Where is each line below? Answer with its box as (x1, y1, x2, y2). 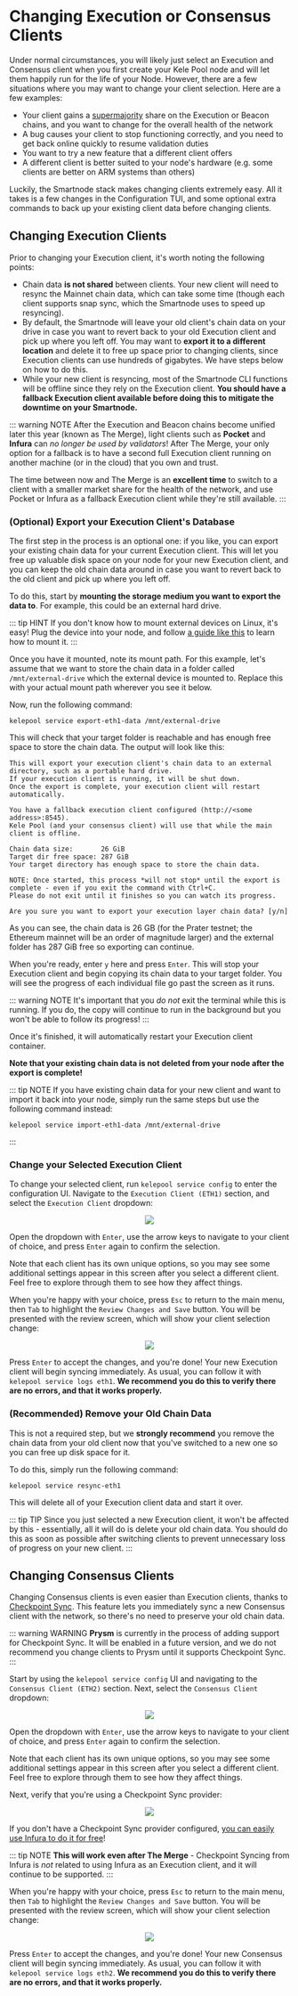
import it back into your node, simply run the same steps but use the (9, 1094, 260, 1105)
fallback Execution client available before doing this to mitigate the (21, 392, 274, 403)
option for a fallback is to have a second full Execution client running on (9, 447, 271, 458)
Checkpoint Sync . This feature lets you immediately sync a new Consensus (9, 1601, 286, 1612)
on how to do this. (21, 363, 89, 375)
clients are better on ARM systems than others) (21, 167, 196, 177)
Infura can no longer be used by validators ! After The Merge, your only (9, 438, 270, 449)
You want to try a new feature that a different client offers (21, 147, 233, 158)
